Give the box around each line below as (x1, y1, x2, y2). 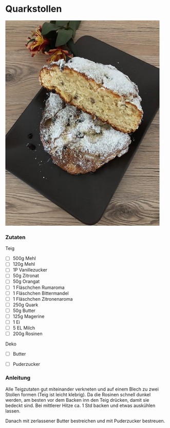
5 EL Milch (12, 324, 35, 331)
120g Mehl (12, 261, 35, 267)
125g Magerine (12, 313, 45, 319)
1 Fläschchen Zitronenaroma (12, 296, 73, 302)
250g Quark (12, 301, 39, 308)
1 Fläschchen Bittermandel (12, 290, 69, 296)
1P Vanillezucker (12, 267, 48, 273)
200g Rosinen (12, 330, 43, 337)
